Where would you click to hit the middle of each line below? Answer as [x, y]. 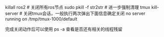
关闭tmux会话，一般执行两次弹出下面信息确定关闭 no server [84, 13]
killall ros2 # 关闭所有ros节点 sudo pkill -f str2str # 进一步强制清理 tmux [78, 7]
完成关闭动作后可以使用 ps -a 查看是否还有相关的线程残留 [64, 29]
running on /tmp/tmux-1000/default [41, 19]
